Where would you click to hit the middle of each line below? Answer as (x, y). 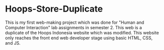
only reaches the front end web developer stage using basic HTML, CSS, (79, 38)
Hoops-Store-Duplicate (54, 9)
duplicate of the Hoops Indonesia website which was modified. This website (82, 33)
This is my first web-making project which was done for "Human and (75, 22)
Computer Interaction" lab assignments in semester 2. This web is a (74, 27)
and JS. (13, 43)
